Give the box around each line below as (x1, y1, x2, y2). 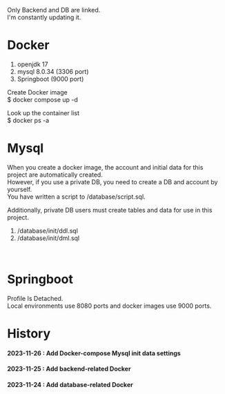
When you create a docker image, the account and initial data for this (7, 163, 204, 171)
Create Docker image (7, 88, 68, 96)
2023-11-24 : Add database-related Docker (7, 380, 133, 388)
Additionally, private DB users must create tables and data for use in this (7, 206, 213, 214)
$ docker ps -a (7, 116, 50, 124)
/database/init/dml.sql (17, 234, 80, 242)
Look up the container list (7, 108, 80, 117)
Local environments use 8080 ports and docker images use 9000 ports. (7, 302, 212, 310)
